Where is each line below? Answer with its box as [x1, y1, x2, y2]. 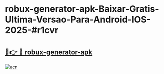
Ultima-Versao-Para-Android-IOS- [5, 14, 151, 25]
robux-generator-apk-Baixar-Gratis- [5, 3, 159, 15]
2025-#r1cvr [5, 25, 59, 36]
